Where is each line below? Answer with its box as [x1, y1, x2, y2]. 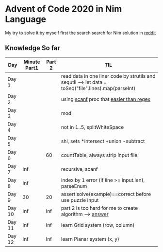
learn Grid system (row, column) [61, 221, 135, 228]
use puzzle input [61, 197, 99, 203]
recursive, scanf [61, 165, 98, 172]
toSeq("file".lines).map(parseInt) [61, 85, 136, 91]
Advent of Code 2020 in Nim [5, 3, 122, 15]
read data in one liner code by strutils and [61, 72, 156, 79]
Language [5, 14, 47, 25]
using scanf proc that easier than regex [61, 96, 150, 103]
